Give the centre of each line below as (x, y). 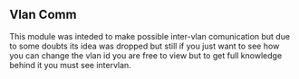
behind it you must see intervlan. (70, 65)
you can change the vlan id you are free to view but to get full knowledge (146, 55)
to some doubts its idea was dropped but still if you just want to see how (145, 46)
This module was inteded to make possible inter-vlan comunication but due (150, 36)
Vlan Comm (43, 15)
